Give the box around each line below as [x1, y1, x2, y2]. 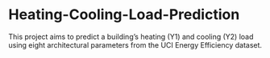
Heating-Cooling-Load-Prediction [8, 6, 240, 24]
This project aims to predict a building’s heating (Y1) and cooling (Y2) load [8, 32, 254, 41]
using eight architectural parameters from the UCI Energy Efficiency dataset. [8, 40, 263, 49]
